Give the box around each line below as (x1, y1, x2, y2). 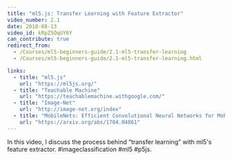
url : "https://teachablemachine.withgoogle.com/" (19, 93, 166, 100)
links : (7, 67, 26, 74)
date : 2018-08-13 (7, 23, 57, 30)
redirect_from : (7, 42, 51, 49)
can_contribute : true (7, 36, 70, 43)
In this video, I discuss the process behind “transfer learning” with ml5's (7, 137, 212, 146)
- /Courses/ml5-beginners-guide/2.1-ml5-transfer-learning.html (13, 55, 202, 62)
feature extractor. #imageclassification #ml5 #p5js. (7, 145, 152, 153)
